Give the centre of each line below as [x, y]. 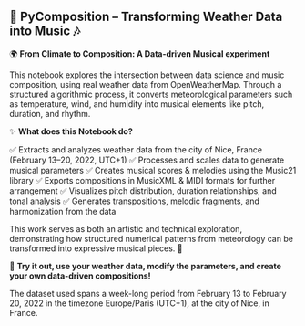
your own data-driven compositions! [80, 276]
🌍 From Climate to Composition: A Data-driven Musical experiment [140, 53]
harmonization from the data [63, 211]
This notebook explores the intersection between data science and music [147, 75]
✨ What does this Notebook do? [71, 131]
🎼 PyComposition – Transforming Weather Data [146, 17]
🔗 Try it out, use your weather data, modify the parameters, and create [146, 266]
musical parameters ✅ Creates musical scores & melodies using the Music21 [153, 170]
